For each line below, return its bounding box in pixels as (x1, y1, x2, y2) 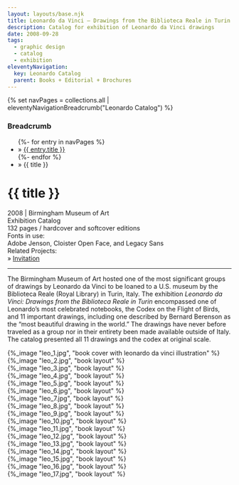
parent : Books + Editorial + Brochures (14, 76, 132, 84)
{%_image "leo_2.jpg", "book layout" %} (7, 356, 125, 365)
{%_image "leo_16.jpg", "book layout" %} (7, 462, 127, 470)
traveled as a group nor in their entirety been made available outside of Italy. (7, 327, 231, 336)
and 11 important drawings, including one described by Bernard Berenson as (7, 312, 231, 321)
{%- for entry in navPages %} (17, 137, 105, 146)
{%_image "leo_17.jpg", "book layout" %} (7, 469, 126, 478)
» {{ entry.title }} (17, 145, 65, 154)
